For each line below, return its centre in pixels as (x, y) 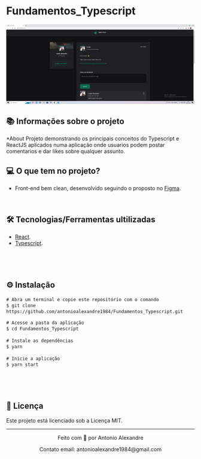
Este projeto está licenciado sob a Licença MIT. (64, 420)
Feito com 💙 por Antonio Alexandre (100, 437)
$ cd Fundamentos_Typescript (42, 329)
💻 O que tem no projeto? (53, 171)
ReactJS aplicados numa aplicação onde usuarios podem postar (86, 145)
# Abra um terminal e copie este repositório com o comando (83, 299)
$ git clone (21, 305)
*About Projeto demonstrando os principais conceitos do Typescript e (93, 139)
